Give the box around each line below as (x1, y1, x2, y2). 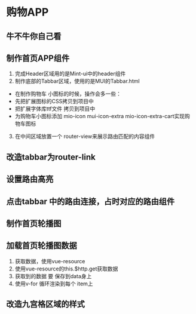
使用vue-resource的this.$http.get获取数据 (14, 265, 118, 272)
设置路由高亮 (6, 174, 54, 184)
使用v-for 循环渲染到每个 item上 (14, 280, 94, 287)
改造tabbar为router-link (6, 152, 96, 162)
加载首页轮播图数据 (6, 241, 77, 251)
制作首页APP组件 (6, 53, 70, 63)
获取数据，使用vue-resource (14, 257, 85, 264)
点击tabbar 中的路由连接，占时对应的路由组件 (6, 196, 175, 207)
